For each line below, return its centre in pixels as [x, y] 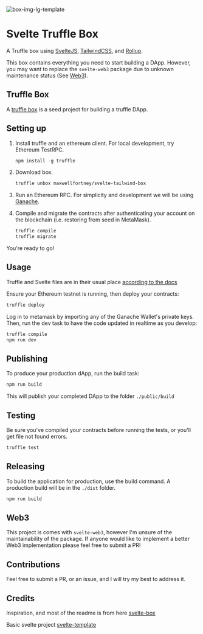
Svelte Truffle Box [52, 34]
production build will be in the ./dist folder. [61, 487]
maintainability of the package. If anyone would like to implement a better [98, 539]
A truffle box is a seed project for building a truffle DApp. [77, 109]
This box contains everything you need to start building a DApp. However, [99, 62]
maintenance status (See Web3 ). [47, 75]
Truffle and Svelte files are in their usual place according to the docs [92, 282]
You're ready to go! [30, 248]
